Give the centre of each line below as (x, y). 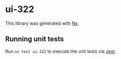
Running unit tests (35, 39)
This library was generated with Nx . (42, 23)
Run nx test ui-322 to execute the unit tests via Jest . (61, 51)
